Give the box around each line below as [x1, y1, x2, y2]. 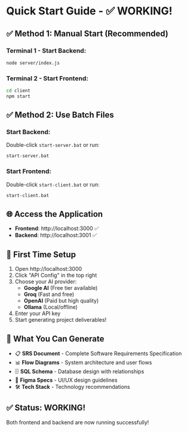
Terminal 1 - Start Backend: [6, 46, 87, 55]
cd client [6, 88, 31, 94]
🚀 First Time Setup [6, 249, 76, 259]
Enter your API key [14, 310, 61, 317]
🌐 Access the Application [6, 209, 103, 219]
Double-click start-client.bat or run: [6, 181, 100, 188]
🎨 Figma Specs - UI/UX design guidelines [14, 376, 118, 383]
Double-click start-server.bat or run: [6, 141, 100, 149]
